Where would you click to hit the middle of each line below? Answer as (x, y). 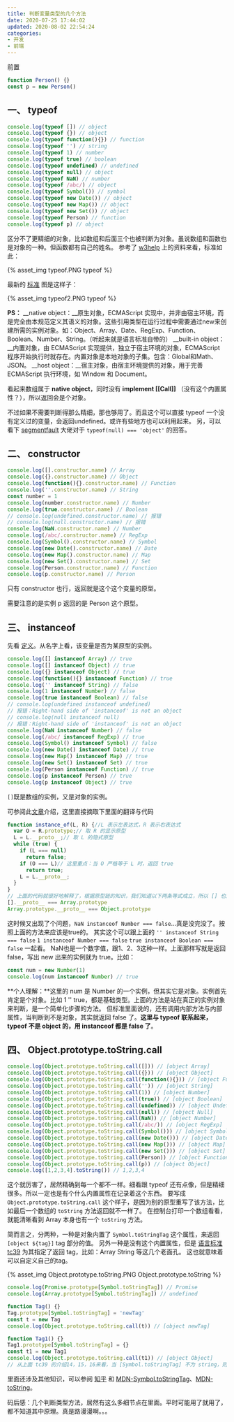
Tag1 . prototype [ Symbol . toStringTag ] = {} (68, 1345)
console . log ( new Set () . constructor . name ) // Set (79, 561)
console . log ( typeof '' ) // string (57, 146)
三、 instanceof (41, 627)
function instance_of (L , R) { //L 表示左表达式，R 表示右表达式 (94, 825)
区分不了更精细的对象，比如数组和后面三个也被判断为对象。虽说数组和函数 (114, 238)
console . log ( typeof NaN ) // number (59, 179)
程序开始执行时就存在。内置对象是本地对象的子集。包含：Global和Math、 (112, 356)
